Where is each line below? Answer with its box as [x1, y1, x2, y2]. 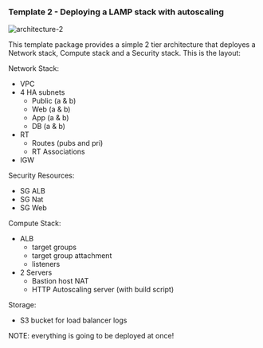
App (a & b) [31, 113, 69, 123]
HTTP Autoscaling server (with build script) [31, 285, 175, 295]
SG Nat [19, 194, 44, 205]
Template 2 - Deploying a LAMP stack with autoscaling [8, 6, 225, 18]
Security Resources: [8, 170, 75, 181]
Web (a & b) [31, 104, 71, 114]
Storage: [8, 300, 37, 310]
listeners [31, 260, 61, 269]
